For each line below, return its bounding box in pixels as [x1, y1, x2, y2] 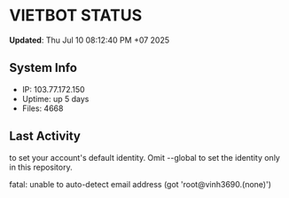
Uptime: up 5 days [21, 93, 90, 104]
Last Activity [9, 129, 82, 144]
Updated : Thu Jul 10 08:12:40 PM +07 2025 [9, 35, 170, 45]
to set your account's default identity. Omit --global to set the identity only [9, 152, 281, 162]
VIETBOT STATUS [9, 5, 143, 26]
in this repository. [9, 162, 73, 172]
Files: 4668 [21, 103, 64, 114]
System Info [9, 60, 78, 75]
